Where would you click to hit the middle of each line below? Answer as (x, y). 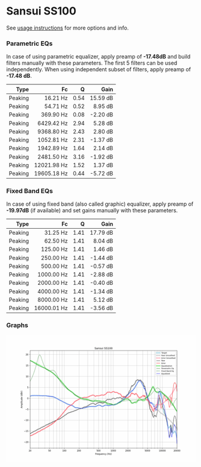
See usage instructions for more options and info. (68, 28)
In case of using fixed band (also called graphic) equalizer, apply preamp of (100, 204)
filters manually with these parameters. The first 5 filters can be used (92, 63)
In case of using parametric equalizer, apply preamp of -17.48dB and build (98, 57)
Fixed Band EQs (29, 191)
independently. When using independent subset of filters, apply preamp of (99, 69)
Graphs (17, 325)
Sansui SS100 (41, 11)
